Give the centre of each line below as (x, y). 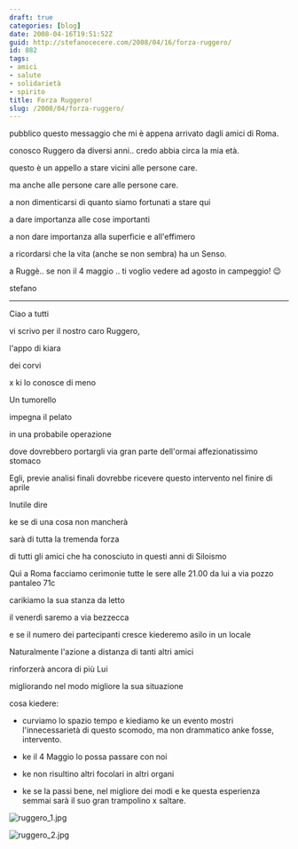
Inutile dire (28, 505)
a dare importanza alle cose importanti (80, 219)
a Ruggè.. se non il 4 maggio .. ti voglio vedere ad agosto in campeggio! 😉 (145, 271)
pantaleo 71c (32, 583)
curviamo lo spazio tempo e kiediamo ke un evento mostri (128, 721)
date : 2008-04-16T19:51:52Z (61, 34)
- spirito (27, 91)
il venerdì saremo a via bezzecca (69, 617)
